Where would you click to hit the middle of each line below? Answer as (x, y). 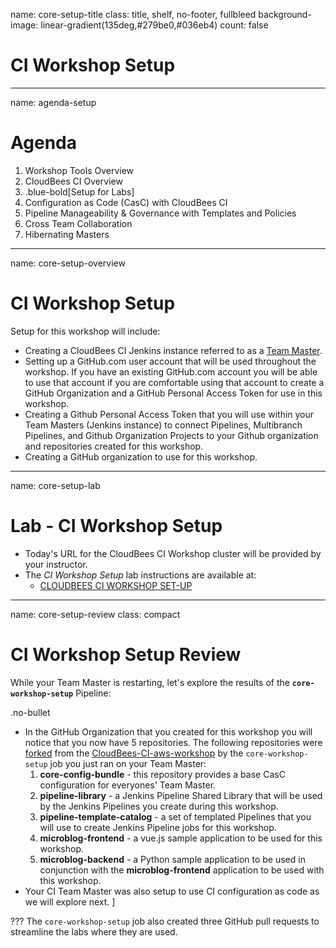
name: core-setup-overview (68, 263)
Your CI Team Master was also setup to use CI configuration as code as (172, 891)
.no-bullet (30, 712)
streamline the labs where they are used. (94, 931)
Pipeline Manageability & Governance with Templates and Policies (160, 213)
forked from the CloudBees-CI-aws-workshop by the (134, 753)
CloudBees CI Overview (73, 181)
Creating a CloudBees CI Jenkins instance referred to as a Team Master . (173, 350)
